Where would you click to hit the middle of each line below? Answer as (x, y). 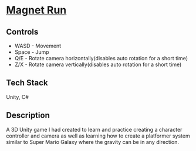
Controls (22, 32)
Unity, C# (18, 97)
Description (28, 116)
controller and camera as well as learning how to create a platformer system (98, 136)
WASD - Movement (38, 46)
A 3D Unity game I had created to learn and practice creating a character (94, 129)
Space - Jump (32, 52)
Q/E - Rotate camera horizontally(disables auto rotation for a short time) (101, 58)
